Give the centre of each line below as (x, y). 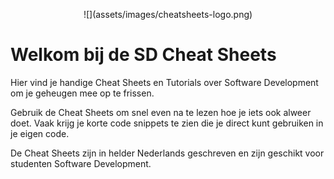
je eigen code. (40, 133)
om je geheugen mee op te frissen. (82, 93)
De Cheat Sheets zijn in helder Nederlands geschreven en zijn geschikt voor (167, 153)
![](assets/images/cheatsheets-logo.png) (168, 14)
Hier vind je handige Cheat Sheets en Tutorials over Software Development (164, 82)
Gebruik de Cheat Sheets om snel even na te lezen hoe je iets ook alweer (161, 112)
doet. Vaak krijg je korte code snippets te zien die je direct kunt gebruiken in (167, 123)
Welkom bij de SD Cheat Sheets (143, 55)
